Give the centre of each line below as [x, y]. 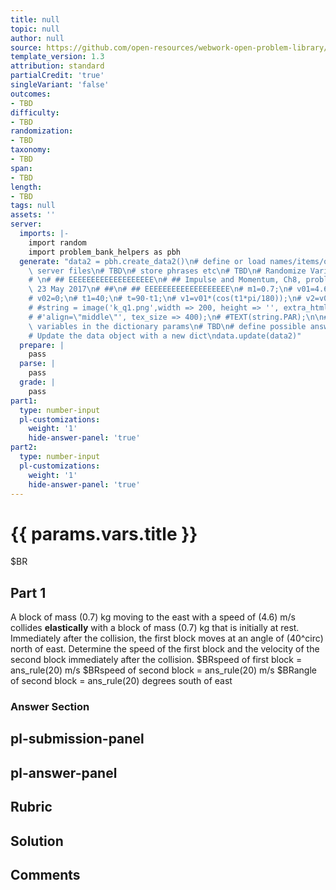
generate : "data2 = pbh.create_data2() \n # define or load [143, 261]
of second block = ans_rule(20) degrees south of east [121, 681]
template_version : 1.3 [57, 57]
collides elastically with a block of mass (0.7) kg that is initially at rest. [155, 628]
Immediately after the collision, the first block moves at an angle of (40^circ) [167, 638]
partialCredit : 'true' [57, 76]
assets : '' [33, 215]
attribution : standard [57, 66]
